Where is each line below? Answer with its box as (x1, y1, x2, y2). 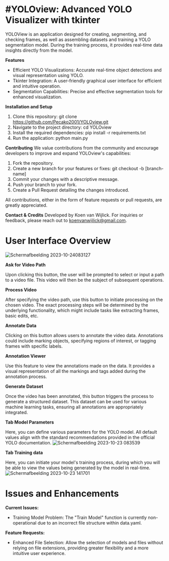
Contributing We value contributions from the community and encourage (5, 144, 159, 151)
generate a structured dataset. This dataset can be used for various (5, 398, 147, 404)
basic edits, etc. (5, 313, 39, 319)
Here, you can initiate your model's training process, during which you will (5, 459, 160, 465)
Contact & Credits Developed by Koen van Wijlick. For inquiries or (5, 212, 144, 218)
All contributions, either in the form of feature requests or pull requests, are (5, 197, 162, 203)
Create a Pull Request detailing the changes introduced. (12, 186, 129, 193)
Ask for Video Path (5, 261, 46, 268)
